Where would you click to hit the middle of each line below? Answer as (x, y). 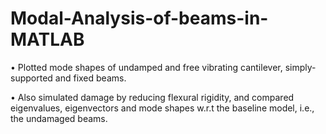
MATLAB (47, 39)
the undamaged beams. (59, 118)
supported (31, 78)
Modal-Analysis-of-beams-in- (139, 18)
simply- (300, 67)
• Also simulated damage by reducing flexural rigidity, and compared (152, 97)
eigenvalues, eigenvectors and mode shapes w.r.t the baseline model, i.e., (162, 108)
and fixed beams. (90, 78)
